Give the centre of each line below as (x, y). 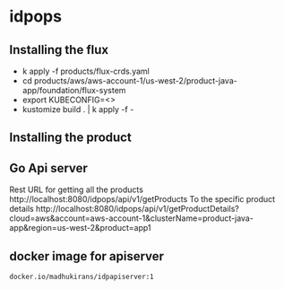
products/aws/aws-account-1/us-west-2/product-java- (136, 81)
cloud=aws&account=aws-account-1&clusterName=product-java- (131, 218)
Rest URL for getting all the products (76, 189)
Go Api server (48, 168)
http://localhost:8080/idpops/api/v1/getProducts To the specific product (142, 199)
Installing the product (70, 138)
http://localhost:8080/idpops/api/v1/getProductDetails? (138, 209)
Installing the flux (59, 50)
